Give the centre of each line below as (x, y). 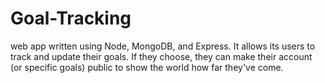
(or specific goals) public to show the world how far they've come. (147, 67)
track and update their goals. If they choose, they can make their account (161, 56)
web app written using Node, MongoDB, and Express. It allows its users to (163, 46)
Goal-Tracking (71, 18)
